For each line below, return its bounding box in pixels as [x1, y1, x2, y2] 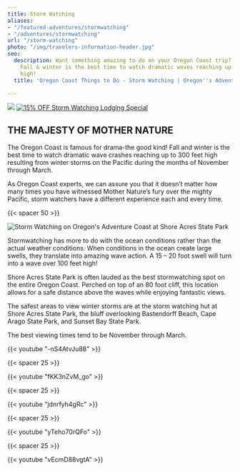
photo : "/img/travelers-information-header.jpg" [7, 44, 155, 51]
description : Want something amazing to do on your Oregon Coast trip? [14, 57, 232, 64]
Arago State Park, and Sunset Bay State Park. [7, 317, 141, 325]
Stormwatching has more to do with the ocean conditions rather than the [7, 236, 221, 245]
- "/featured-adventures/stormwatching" [7, 24, 130, 31]
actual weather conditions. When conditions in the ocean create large [7, 244, 212, 253]
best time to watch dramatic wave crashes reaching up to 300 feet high [7, 151, 218, 159]
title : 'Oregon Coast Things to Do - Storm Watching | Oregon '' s [14, 76, 213, 84]
